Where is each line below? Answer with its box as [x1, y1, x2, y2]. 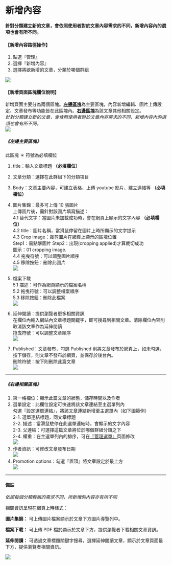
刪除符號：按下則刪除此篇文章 [12, 358, 76, 365]
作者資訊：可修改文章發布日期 [12, 446, 76, 452]
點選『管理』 [12, 54, 40, 60]
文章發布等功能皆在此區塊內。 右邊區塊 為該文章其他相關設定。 [14, 108, 144, 114]
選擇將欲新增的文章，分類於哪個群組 [12, 67, 89, 73]
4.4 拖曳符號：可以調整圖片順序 [12, 253, 80, 259]
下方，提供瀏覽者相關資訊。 [5, 544, 64, 550]
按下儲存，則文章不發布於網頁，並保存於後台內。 [12, 352, 116, 358]
